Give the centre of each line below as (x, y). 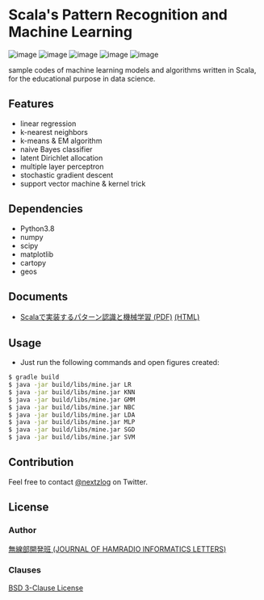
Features (31, 104)
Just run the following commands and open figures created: (119, 363)
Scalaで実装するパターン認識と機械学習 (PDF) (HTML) (110, 317)
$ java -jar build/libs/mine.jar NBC (72, 407)
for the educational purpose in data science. (82, 78)
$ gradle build (34, 377)
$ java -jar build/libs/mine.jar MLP (72, 422)
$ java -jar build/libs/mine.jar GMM (72, 400)
